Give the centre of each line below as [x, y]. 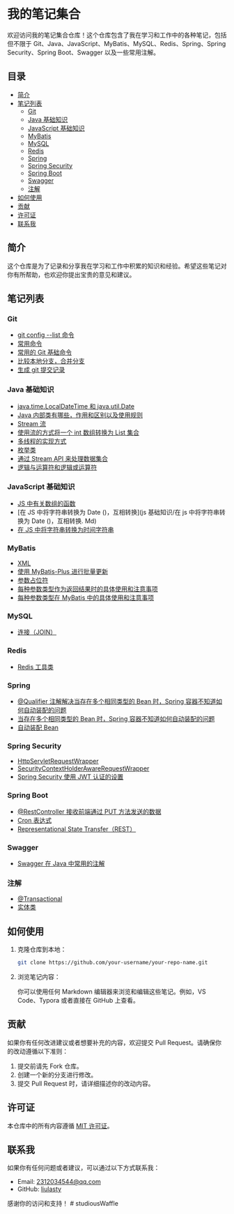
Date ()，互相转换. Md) [64, 521]
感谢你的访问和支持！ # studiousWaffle [63, 1204]
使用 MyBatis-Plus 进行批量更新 [63, 572]
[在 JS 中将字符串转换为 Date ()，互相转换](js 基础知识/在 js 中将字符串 [118, 512]
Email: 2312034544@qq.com [59, 1182]
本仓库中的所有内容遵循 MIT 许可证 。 [60, 1125]
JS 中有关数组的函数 [46, 503]
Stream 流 [32, 423]
